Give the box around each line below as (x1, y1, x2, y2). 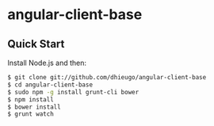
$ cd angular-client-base (7, 81, 93, 89)
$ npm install (7, 95, 55, 104)
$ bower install (7, 103, 61, 111)
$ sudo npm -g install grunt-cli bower (7, 88, 139, 96)
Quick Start (7, 37, 65, 51)
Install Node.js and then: (7, 58, 87, 67)
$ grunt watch (7, 110, 55, 118)
